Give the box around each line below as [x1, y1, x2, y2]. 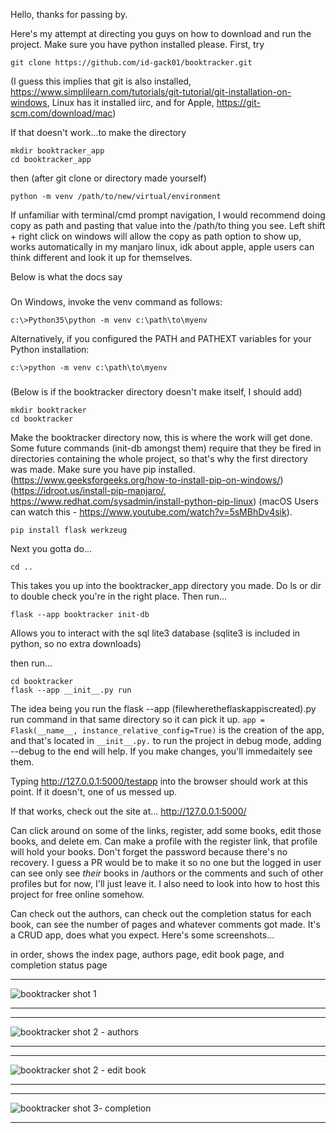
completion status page [10, 959, 108, 971]
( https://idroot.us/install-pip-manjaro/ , [10, 484, 167, 496]
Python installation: [10, 343, 90, 355]
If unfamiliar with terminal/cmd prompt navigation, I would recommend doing [10, 209, 326, 221]
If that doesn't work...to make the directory [10, 127, 187, 138]
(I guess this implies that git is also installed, [10, 75, 192, 87]
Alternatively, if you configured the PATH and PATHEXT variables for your [10, 332, 312, 344]
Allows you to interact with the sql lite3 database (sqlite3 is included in [10, 627, 301, 639]
